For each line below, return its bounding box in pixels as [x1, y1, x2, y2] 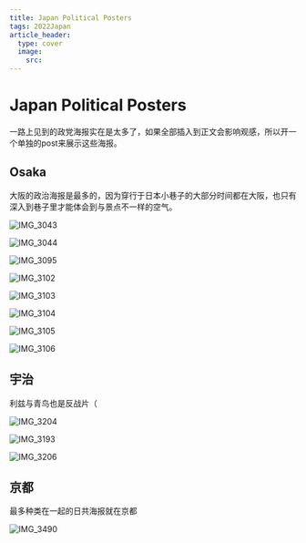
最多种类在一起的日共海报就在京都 [9, 506, 138, 517]
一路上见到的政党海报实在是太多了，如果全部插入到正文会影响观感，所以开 [9, 126, 289, 137]
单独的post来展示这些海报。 [16, 138, 122, 149]
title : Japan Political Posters [9, 13, 132, 23]
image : [17, 47, 43, 56]
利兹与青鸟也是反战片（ [9, 397, 97, 408]
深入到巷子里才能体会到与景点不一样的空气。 [9, 201, 178, 212]
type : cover [17, 38, 64, 48]
